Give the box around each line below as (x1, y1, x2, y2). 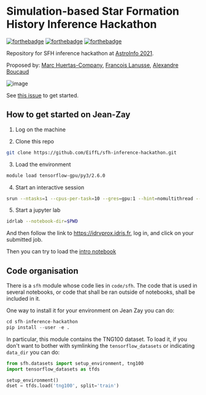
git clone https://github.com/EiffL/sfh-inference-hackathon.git (6, 149, 177, 156)
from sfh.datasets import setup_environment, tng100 (6, 360, 144, 366)
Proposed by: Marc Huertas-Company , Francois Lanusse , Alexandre (6, 61, 179, 69)
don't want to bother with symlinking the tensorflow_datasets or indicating (6, 342, 195, 349)
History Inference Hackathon (6, 17, 158, 31)
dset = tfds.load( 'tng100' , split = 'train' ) (6, 383, 120, 389)
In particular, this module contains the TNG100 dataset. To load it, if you (6, 336, 188, 343)
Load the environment (15, 161, 72, 168)
